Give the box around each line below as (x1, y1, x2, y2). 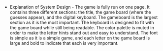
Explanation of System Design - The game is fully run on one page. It (9, 4, 150, 10)
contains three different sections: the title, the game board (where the (9, 9, 151, 15)
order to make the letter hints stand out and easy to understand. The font (9, 30, 158, 35)
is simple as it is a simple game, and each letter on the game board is (9, 35, 150, 41)
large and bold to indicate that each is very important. (9, 40, 119, 46)
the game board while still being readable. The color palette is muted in (9, 25, 154, 31)
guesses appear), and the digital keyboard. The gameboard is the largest (9, 15, 158, 20)
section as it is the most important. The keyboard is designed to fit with (9, 19, 154, 25)
